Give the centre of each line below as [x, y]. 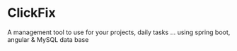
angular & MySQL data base [48, 39]
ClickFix [31, 13]
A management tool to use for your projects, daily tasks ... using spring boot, [119, 32]
